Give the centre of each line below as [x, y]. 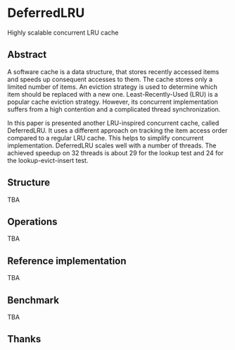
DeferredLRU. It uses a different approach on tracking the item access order [118, 130]
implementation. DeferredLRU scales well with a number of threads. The [112, 145]
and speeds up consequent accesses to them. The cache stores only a [110, 79]
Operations [32, 221]
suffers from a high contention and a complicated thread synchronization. [114, 109]
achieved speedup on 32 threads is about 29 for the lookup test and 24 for [115, 152]
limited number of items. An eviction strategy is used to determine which [113, 87]
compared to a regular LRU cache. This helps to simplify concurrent [106, 138]
